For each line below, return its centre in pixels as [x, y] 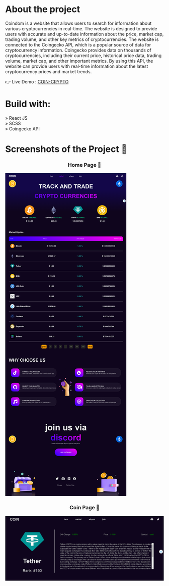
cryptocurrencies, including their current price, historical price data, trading [83, 55]
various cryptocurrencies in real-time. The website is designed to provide [81, 28]
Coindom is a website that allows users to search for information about [78, 23]
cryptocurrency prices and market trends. [49, 71]
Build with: [28, 104]
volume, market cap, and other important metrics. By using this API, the [79, 61]
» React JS [16, 118]
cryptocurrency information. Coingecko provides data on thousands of [78, 50]
